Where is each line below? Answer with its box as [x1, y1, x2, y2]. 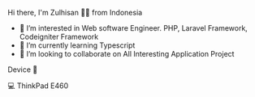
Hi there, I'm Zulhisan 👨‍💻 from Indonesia [7, 8, 143, 17]
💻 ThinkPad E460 [7, 81, 69, 91]
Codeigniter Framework [19, 32, 99, 41]
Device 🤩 [7, 65, 38, 74]
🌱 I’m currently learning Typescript [19, 40, 136, 50]
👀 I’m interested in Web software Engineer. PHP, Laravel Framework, [19, 23, 249, 32]
